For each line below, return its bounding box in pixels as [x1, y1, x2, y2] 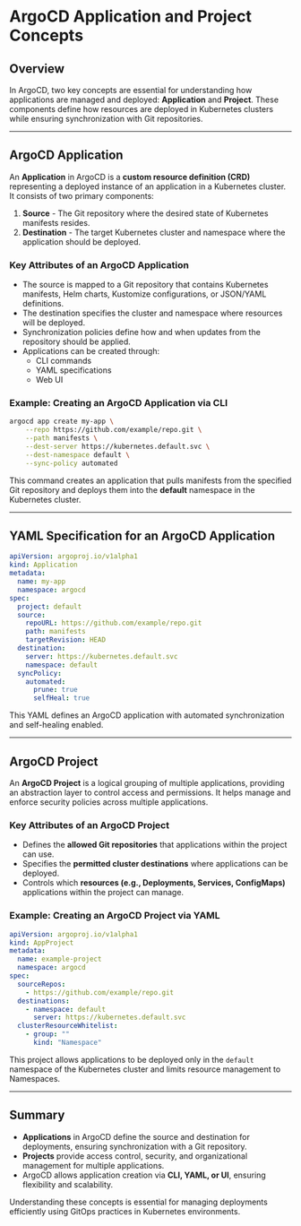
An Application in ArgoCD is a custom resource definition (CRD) [9, 171, 251, 182]
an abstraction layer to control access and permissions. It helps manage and [9, 787, 291, 799]
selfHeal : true [32, 694, 90, 703]
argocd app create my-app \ [9, 417, 115, 427]
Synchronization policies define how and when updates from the [21, 327, 262, 338]
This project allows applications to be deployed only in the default [9, 1054, 254, 1065]
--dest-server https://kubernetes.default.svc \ [25, 442, 211, 452]
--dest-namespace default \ [25, 450, 130, 459]
